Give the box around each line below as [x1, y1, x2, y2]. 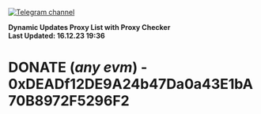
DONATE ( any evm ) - [8, 59, 148, 76]
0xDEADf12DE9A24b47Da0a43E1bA [8, 75, 253, 94]
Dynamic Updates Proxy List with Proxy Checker [8, 23, 171, 31]
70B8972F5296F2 [8, 92, 130, 110]
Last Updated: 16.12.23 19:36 [8, 31, 105, 40]
